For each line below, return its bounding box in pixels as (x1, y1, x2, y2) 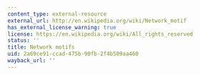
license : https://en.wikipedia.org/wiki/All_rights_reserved (7, 30, 194, 38)
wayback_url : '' (7, 57, 56, 64)
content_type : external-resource (7, 10, 107, 18)
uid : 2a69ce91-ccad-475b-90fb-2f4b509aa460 (7, 51, 139, 58)
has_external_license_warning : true (7, 24, 116, 31)
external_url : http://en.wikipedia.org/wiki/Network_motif (7, 17, 187, 24)
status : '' (7, 37, 40, 44)
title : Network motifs (7, 44, 75, 51)
